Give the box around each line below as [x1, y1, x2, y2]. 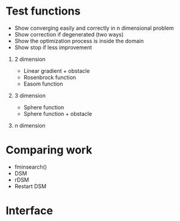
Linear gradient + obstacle [23, 67, 90, 74]
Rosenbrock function [23, 73, 77, 81]
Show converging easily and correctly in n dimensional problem [14, 24, 174, 32]
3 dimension [14, 92, 46, 99]
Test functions [5, 4, 81, 18]
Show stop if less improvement [14, 44, 92, 51]
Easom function [23, 80, 63, 87]
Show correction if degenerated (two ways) [14, 30, 124, 38]
